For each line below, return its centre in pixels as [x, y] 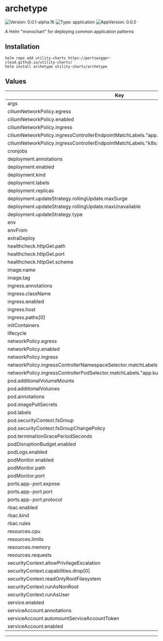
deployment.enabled [31, 167]
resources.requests [30, 555]
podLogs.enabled [27, 452]
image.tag [19, 277]
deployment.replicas [31, 191]
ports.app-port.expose [34, 484]
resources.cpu [24, 531]
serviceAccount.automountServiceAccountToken [64, 618]
